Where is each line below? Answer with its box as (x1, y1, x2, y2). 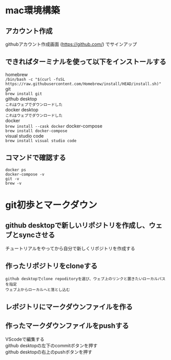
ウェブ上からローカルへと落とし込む (5, 287, 70, 292)
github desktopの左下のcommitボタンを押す (5, 342, 98, 348)
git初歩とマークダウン (5, 199, 97, 211)
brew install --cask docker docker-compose (5, 123, 102, 129)
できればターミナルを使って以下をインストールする (5, 57, 166, 66)
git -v (5, 176, 19, 182)
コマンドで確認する (5, 153, 66, 162)
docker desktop (5, 106, 38, 112)
